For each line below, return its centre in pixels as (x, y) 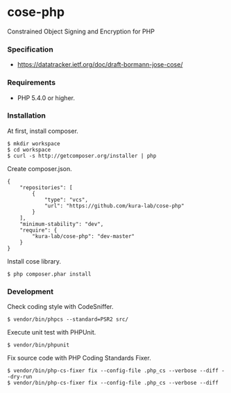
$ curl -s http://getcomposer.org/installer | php (82, 156)
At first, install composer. (43, 131)
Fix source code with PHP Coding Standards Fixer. (79, 358)
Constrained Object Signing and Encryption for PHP (81, 31)
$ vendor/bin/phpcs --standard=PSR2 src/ (68, 320)
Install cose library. (34, 261)
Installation (27, 115)
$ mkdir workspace (34, 143)
